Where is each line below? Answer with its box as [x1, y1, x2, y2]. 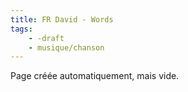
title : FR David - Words [10, 14, 114, 25]
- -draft [28, 33, 65, 43]
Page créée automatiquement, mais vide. [10, 70, 180, 82]
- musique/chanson [28, 42, 105, 53]
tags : [10, 24, 33, 34]
